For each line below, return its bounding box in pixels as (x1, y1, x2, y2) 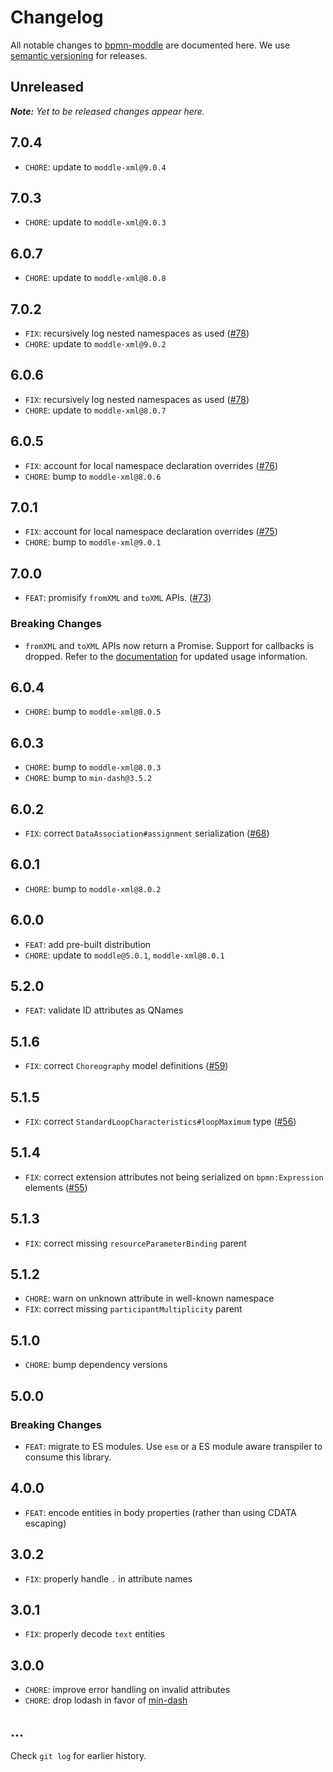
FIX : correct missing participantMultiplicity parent (24, 1303, 243, 1315)
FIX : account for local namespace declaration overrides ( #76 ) (24, 459, 279, 471)
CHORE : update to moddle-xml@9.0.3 (24, 216, 167, 228)
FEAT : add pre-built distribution (24, 938, 152, 950)
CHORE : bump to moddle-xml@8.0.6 (24, 470, 162, 482)
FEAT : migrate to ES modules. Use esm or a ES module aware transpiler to (24, 1440, 323, 1452)
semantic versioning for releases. (10, 49, 148, 61)
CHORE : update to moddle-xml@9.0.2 (24, 338, 167, 350)
